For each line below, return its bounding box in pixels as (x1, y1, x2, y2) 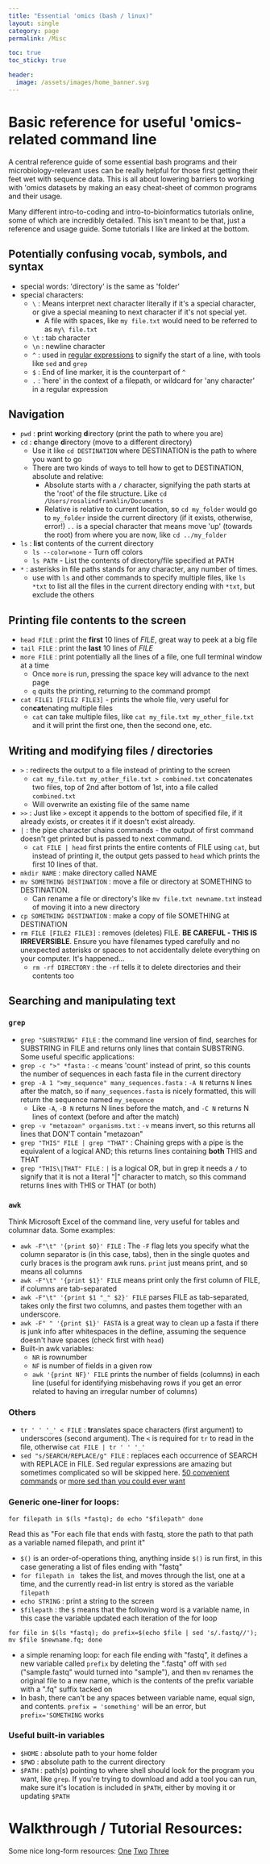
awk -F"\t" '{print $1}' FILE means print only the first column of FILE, (19, 1275, 260, 1284)
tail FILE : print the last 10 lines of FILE (19, 643, 153, 653)
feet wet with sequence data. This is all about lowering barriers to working (8, 174, 255, 184)
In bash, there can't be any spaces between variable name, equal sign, (19, 1692, 255, 1702)
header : (8, 71, 35, 79)
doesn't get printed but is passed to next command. (19, 834, 193, 843)
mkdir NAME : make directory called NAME (19, 868, 157, 877)
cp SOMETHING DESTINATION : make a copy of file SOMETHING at (19, 910, 230, 920)
